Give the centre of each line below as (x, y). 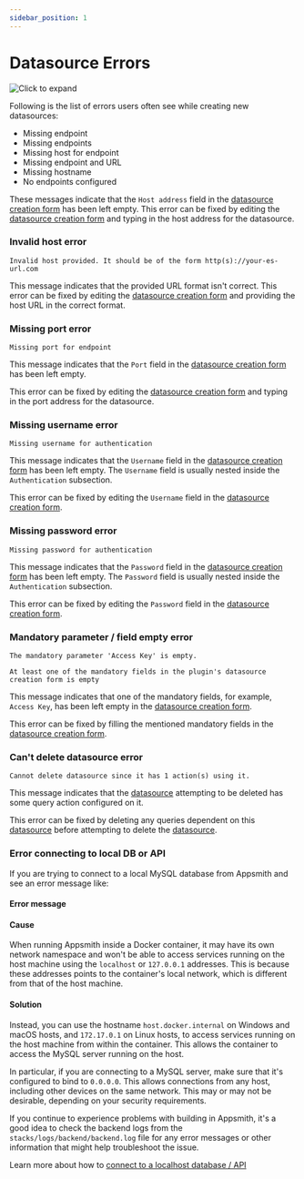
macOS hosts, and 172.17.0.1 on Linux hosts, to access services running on (152, 1034)
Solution (26, 1005)
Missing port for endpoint (61, 348)
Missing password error (63, 531)
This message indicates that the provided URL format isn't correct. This (143, 285)
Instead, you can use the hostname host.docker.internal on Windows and (150, 1024)
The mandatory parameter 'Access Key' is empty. (103, 656)
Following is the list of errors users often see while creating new (129, 106)
